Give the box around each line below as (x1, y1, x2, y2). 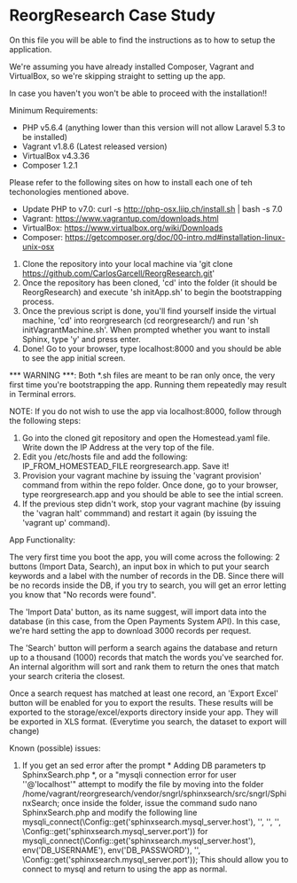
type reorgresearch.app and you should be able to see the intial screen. (21, 488, 284, 499)
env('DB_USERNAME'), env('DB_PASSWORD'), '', (21, 844, 201, 856)
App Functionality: (9, 534, 76, 545)
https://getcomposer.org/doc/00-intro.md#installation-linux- (65, 231, 285, 242)
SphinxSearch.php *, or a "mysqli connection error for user (21, 769, 237, 780)
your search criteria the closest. (9, 670, 126, 681)
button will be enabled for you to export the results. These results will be (9, 697, 274, 707)
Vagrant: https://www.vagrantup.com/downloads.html (21, 213, 219, 223)
